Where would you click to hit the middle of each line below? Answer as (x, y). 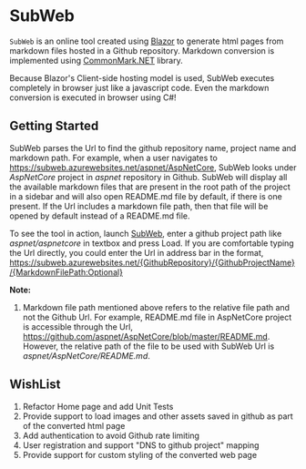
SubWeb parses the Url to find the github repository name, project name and (153, 148)
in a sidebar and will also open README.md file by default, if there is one (146, 196)
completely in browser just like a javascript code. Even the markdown (139, 87)
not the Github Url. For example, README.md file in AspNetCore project (157, 317)
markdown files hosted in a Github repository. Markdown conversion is (142, 50)
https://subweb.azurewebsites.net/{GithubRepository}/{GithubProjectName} (153, 262)
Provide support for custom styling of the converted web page (140, 454)
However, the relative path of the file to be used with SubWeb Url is (148, 346)
